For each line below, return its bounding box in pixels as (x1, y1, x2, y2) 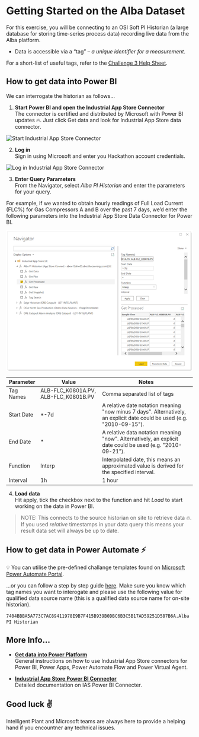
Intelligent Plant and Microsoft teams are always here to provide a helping (6, 718, 185, 725)
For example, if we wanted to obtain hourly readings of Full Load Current (6, 199, 184, 207)
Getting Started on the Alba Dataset (6, 4, 185, 18)
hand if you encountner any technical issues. (6, 724, 115, 731)
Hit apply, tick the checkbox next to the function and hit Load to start (14, 496, 183, 503)
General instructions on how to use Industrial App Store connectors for (14, 657, 188, 664)
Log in (14, 146, 31, 153)
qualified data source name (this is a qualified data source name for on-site (6, 595, 190, 602)
